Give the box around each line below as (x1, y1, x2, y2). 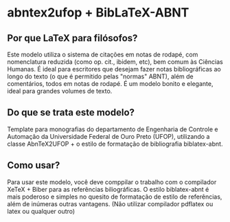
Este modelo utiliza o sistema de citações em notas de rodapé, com (7, 50, 198, 58)
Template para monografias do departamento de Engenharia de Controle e (7, 125, 218, 133)
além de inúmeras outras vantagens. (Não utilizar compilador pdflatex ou (7, 199, 214, 208)
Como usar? (7, 159, 60, 171)
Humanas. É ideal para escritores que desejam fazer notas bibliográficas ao (7, 65, 221, 73)
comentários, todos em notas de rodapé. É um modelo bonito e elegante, (7, 80, 214, 87)
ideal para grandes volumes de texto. (7, 87, 113, 95)
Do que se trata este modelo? (7, 107, 135, 118)
